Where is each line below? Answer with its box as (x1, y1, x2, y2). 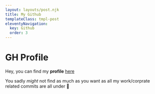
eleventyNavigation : (5, 21, 48, 26)
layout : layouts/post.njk (5, 7, 59, 12)
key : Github (9, 26, 35, 31)
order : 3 (9, 30, 28, 35)
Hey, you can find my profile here (5, 68, 75, 74)
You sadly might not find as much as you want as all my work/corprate (5, 78, 150, 84)
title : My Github (5, 12, 41, 17)
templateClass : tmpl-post (5, 16, 59, 21)
